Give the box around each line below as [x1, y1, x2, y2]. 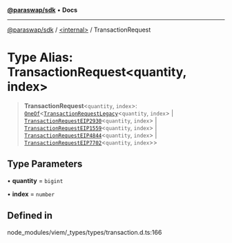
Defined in [7, 210, 53, 222]
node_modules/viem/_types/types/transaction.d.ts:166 [7, 228, 162, 236]
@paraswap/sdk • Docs [7, 6, 78, 14]
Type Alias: [7, 50, 74, 65]
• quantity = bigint [7, 176, 64, 184]
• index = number [7, 189, 55, 198]
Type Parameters [7, 158, 83, 170]
